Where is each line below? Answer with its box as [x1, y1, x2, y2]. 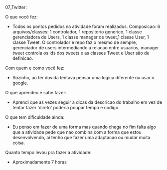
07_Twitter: [5, 4, 27, 10]
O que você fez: [5, 14, 38, 19]
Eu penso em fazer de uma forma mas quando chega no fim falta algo [12, 124, 156, 130]
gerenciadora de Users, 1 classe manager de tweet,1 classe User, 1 [12, 34, 149, 40]
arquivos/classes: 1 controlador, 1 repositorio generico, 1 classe [12, 29, 142, 34]
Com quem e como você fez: [5, 65, 65, 71]
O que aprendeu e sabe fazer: [5, 90, 67, 95]
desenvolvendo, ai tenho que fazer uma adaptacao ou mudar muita [12, 135, 151, 140]
